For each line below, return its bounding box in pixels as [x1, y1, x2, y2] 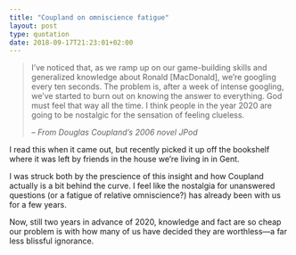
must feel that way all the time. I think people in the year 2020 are [30, 100, 273, 111]
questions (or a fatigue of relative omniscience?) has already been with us [9, 190, 281, 201]
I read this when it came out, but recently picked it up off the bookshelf [9, 144, 270, 155]
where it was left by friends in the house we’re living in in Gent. [9, 153, 240, 165]
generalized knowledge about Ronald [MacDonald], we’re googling [30, 72, 276, 83]
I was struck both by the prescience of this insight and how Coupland [9, 171, 265, 182]
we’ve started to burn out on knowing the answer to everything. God [30, 91, 283, 102]
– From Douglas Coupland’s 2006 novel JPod [30, 127, 198, 138]
